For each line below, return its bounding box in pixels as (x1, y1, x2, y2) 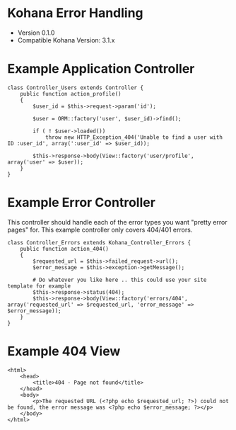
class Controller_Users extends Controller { (7, 84, 143, 91)
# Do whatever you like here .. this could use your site (33, 276, 207, 283)
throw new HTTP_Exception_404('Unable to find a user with (45, 133, 223, 141)
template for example (7, 282, 71, 290)
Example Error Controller (7, 195, 155, 210)
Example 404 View (7, 344, 121, 359)
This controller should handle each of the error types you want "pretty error (7, 217, 228, 226)
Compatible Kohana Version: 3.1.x (17, 35, 115, 44)
